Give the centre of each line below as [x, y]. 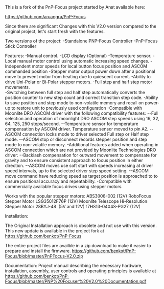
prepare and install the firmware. [38, 251]
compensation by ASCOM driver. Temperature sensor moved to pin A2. [77, 129]
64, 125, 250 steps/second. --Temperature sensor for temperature [72, 124]
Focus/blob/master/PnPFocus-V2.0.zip [44, 256]
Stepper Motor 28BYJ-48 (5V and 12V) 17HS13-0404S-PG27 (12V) [73, 207]
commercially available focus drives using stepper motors [63, 186]
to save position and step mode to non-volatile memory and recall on [74, 103]
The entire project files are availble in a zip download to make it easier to [78, 245]
